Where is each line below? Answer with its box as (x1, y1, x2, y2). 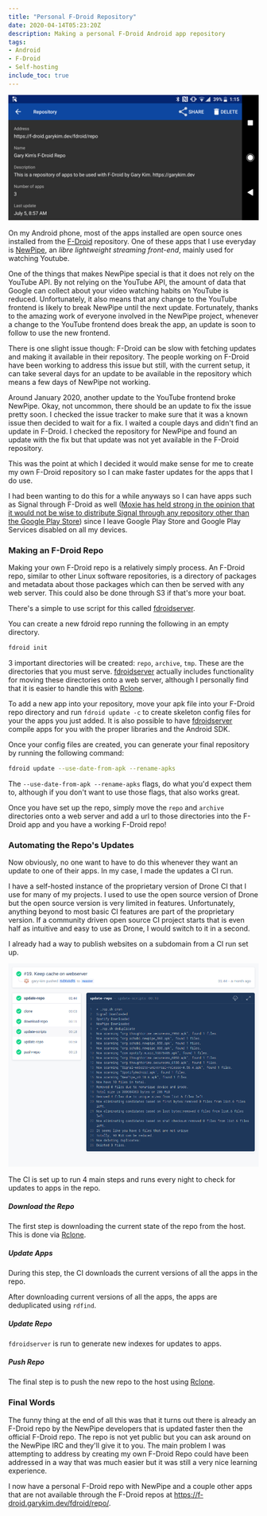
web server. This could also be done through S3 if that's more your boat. (8, 589, 246, 598)
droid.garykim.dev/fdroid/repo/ (8, 1498, 110, 1507)
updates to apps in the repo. (8, 1184, 101, 1193)
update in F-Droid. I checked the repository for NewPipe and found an (8, 426, 238, 436)
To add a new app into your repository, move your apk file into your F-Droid (8, 698, 255, 708)
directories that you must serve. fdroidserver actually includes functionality (8, 667, 254, 676)
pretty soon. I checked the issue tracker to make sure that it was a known (8, 410, 249, 419)
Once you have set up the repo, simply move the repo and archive (8, 803, 225, 812)
